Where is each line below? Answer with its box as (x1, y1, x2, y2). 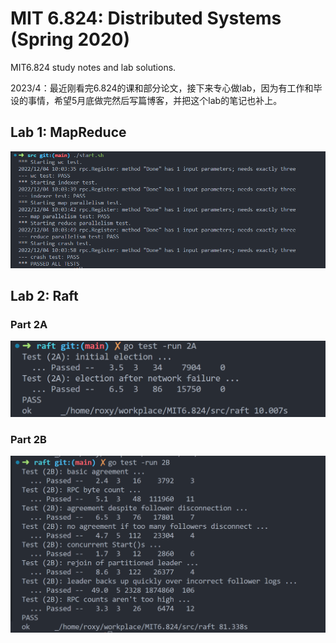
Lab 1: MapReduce (10, 124, 127, 141)
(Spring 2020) (10, 28, 130, 51)
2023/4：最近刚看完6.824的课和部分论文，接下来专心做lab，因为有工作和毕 (10, 82, 323, 94)
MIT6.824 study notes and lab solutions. (10, 61, 177, 73)
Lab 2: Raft (10, 288, 79, 305)
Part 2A (10, 318, 48, 332)
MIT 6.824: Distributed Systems (10, 7, 282, 30)
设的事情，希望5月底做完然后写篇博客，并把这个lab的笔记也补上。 (10, 94, 283, 106)
